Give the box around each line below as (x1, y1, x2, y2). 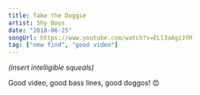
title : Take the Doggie (8, 11, 87, 20)
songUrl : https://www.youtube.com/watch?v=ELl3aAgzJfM (8, 33, 193, 42)
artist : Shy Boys (8, 19, 66, 27)
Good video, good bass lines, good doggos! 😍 (8, 78, 160, 88)
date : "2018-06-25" (8, 26, 73, 34)
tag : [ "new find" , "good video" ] (8, 41, 119, 49)
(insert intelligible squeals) (8, 63, 95, 72)
